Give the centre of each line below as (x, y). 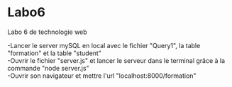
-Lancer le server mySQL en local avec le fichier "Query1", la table (104, 45)
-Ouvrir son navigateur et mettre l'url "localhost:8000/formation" (102, 76)
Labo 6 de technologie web (47, 32)
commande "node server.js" (49, 68)
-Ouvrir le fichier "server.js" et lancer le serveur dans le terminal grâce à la (116, 60)
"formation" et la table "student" (54, 53)
